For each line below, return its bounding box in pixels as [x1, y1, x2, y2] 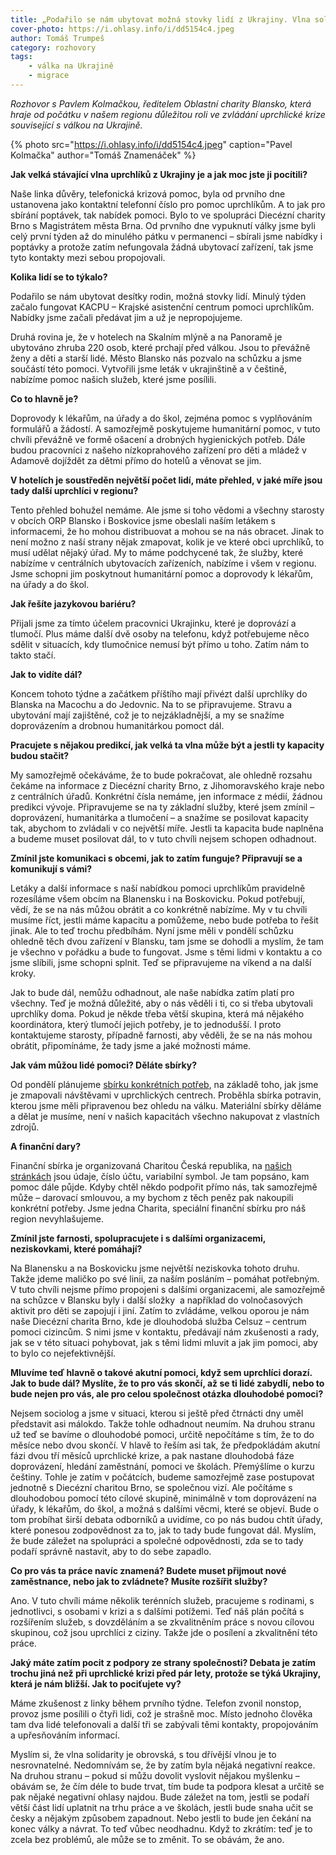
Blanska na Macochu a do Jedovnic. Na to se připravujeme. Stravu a [10, 698, 293, 710]
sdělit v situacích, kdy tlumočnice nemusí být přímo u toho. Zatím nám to [10, 638, 310, 650]
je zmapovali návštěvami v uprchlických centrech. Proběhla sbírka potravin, [10, 1089, 322, 1101]
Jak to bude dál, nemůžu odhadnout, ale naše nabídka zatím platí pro [10, 986, 295, 998]
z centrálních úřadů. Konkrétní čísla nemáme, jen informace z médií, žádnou [10, 790, 323, 802]
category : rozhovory [10, 42, 97, 53]
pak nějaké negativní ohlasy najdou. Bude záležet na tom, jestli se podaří [10, 1791, 310, 1803]
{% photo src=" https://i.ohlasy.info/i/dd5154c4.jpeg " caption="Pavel [10, 138, 293, 150]
